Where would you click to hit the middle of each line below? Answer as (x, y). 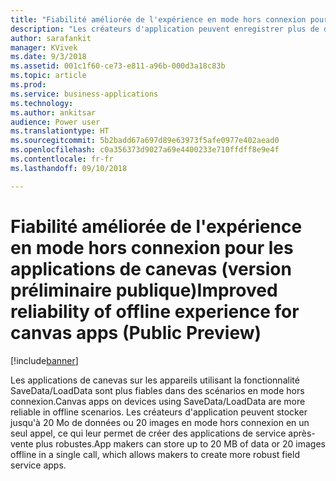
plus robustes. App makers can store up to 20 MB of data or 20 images (180, 443)
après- (302, 433)
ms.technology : (42, 103)
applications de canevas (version (151, 268)
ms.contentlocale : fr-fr (62, 159)
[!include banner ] (44, 360)
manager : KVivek (44, 47)
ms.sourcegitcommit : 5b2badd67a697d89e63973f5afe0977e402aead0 (145, 141)
